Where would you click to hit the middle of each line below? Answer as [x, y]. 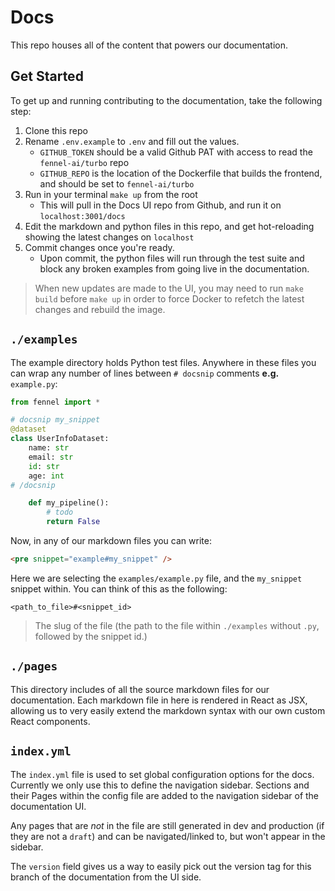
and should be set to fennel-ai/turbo [117, 183]
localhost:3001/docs [82, 216]
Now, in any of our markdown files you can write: [111, 541]
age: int [46, 476]
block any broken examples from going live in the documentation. [174, 268]
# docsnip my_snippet [55, 420]
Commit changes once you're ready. [99, 247]
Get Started [47, 76]
